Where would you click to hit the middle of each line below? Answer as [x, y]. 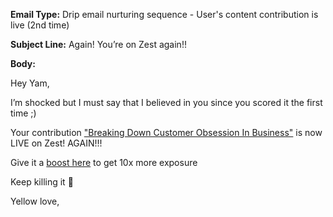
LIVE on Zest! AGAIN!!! [56, 143]
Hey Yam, [30, 83]
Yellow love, [35, 201]
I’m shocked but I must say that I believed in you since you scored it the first [166, 102]
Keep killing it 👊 [42, 182]
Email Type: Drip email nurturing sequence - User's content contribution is [164, 14]
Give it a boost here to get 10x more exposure [104, 162]
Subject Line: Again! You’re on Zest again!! [98, 44]
